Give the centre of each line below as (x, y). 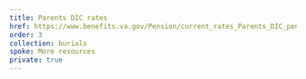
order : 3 (26, 35)
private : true (36, 60)
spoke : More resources (52, 52)
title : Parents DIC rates (58, 18)
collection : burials (49, 43)
